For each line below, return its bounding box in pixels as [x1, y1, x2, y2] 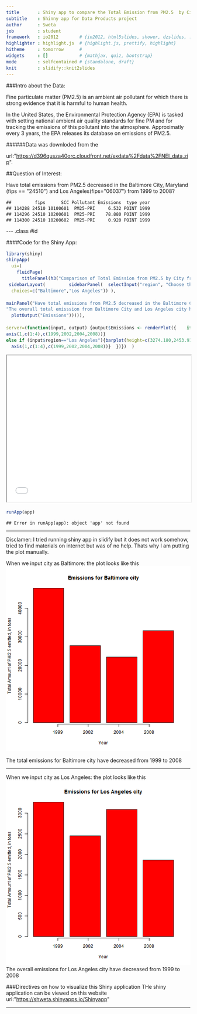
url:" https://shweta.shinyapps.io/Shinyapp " [6, 996, 110, 1003]
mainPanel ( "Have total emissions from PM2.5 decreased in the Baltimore [6, 300, 187, 306]
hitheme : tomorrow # [6, 47, 82, 53]
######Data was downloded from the [6, 141, 98, 148]
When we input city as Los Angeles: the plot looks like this [6, 774, 146, 781]
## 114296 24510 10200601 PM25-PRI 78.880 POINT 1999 [6, 211, 150, 217]
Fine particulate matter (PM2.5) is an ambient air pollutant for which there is [6, 93, 188, 100]
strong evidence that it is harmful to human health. [6, 100, 127, 107]
